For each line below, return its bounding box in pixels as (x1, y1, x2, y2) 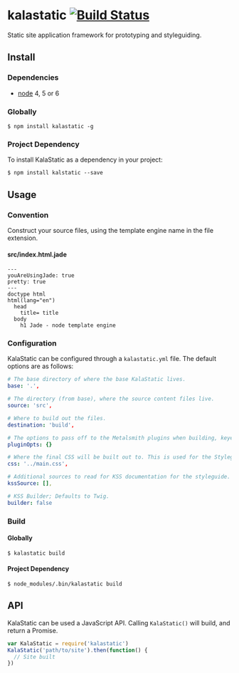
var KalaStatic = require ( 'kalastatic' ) (7, 640, 129, 647)
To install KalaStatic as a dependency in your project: (7, 155, 163, 164)
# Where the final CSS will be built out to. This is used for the (7, 454, 212, 461)
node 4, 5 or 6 (17, 89, 60, 98)
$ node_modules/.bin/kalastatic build (7, 580, 122, 588)
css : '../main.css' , (7, 460, 69, 468)
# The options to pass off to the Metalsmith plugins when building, (7, 434, 218, 442)
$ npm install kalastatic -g (7, 122, 94, 130)
